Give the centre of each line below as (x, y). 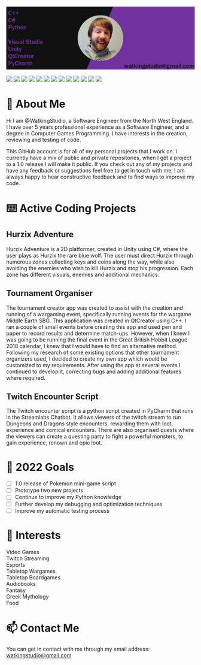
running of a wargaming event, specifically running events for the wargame (99, 314)
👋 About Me (36, 104)
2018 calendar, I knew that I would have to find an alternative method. (92, 346)
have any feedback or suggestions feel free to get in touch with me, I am (95, 170)
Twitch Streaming (28, 558)
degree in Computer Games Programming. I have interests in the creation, (97, 133)
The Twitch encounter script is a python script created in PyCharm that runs (100, 411)
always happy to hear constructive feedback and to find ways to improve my (100, 177)
